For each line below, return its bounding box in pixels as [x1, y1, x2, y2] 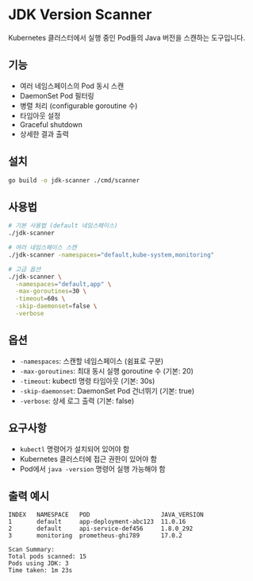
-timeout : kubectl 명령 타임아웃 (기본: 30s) [19, 376, 155, 385]
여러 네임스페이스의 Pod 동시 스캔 [19, 81, 125, 91]
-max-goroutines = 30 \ [15, 288, 87, 296]
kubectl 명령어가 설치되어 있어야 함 [19, 443, 130, 454]
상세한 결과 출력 [19, 129, 69, 138]
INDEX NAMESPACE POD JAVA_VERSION [8, 511, 204, 519]
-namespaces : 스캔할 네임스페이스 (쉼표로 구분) [19, 356, 164, 366]
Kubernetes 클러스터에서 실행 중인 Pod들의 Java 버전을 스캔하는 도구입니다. [8, 33, 246, 42]
